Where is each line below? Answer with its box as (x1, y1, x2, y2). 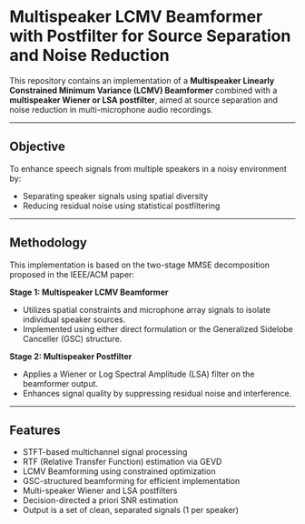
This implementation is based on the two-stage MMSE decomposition (9, 259, 271, 270)
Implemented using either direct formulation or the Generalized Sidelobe (22, 323, 293, 334)
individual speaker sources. (22, 314, 126, 325)
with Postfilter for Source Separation (9, 25, 291, 46)
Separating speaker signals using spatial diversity (22, 190, 209, 201)
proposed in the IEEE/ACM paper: (9, 268, 134, 279)
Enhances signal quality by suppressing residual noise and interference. (22, 388, 292, 398)
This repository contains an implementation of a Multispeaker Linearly (9, 75, 275, 86)
